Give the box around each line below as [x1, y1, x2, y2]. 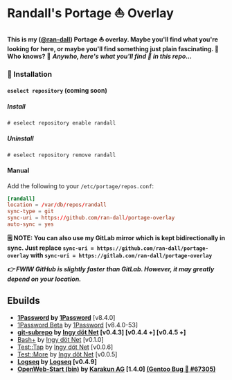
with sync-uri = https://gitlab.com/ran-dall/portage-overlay [30, 251, 213, 259]
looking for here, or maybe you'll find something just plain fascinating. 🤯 [7, 44, 220, 53]
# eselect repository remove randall [7, 152, 116, 159]
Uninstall [7, 134, 34, 143]
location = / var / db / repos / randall [7, 201, 107, 208]
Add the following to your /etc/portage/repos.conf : [7, 181, 154, 190]
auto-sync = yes [7, 221, 54, 228]
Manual [7, 166, 30, 174]
